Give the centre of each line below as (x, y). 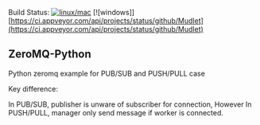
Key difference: (33, 88)
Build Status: (29, 12)
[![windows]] (114, 12)
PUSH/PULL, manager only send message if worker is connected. (116, 112)
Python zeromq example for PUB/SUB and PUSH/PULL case (107, 73)
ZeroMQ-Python (50, 55)
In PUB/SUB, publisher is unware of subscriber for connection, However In (130, 104)
